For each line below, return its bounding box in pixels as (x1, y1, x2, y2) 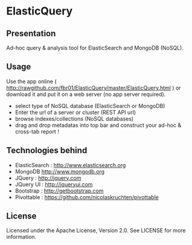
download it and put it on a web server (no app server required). (6, 91, 166, 98)
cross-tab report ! (14, 128, 59, 135)
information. (6, 234, 37, 241)
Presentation (6, 28, 56, 39)
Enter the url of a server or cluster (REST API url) (14, 109, 136, 116)
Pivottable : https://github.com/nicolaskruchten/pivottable (14, 193, 159, 200)
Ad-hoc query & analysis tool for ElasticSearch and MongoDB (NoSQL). (6, 44, 184, 51)
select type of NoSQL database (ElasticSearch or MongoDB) (14, 102, 165, 109)
